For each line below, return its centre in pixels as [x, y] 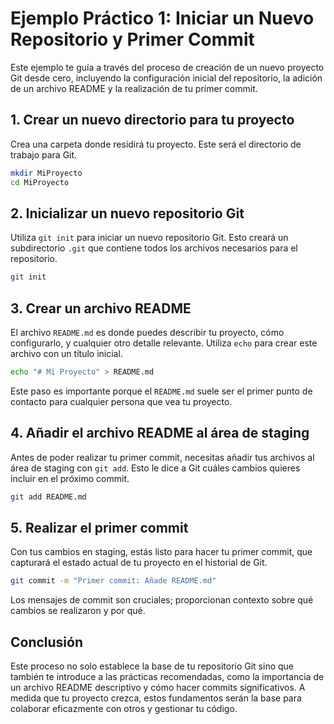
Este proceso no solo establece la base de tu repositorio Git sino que [152, 666]
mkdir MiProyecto [46, 173]
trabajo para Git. [44, 154]
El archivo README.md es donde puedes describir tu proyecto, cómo [147, 332]
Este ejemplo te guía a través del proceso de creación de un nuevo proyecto [167, 67]
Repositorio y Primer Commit [132, 39]
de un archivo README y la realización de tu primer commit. [134, 88]
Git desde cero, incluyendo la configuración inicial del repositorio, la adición [166, 78]
